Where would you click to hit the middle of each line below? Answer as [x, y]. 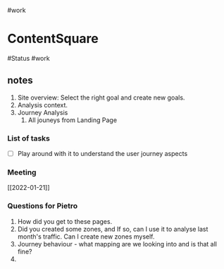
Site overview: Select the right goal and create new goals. [101, 97]
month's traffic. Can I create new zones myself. [86, 237]
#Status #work [29, 58]
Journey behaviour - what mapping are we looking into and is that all [117, 244]
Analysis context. [43, 104]
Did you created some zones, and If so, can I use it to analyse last [113, 229]
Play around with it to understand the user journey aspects [102, 154]
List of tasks [29, 138]
